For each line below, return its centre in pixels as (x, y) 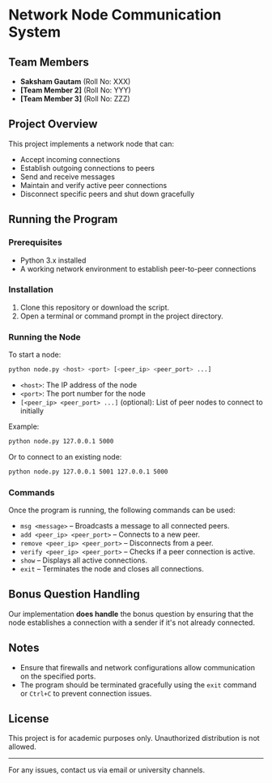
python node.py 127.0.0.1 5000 (61, 441)
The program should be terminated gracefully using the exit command (138, 685)
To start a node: (35, 355)
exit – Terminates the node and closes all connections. (112, 569)
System (35, 32)
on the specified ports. (58, 676)
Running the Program (63, 219)
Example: (24, 426)
